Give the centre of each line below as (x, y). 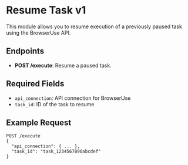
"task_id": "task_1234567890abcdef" (56, 151)
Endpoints (25, 51)
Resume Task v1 (46, 10)
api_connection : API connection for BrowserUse (73, 98)
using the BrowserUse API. (38, 32)
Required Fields (35, 84)
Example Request (39, 122)
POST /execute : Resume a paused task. (63, 65)
